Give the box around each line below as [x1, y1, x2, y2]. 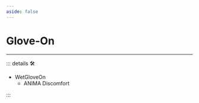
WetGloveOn [14, 73, 46, 81]
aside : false [6, 8, 38, 15]
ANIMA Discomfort [23, 79, 70, 86]
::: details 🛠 [6, 60, 36, 67]
